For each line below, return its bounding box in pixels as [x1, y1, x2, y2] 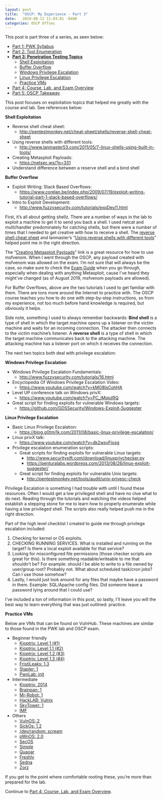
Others [12, 713, 26, 719]
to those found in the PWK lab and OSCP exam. [5, 626, 100, 631]
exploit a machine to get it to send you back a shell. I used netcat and [5, 219, 144, 225]
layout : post [5, 7, 32, 12]
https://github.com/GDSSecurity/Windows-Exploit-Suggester [19, 405, 142, 411]
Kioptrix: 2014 [19, 682, 48, 687]
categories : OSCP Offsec [5, 20, 55, 26]
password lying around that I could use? [12, 587, 92, 593]
